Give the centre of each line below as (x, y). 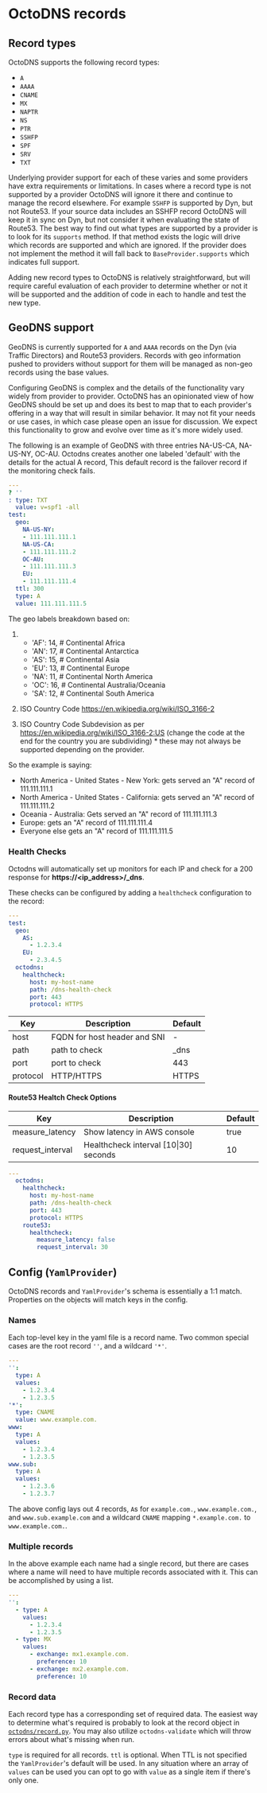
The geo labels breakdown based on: (69, 619)
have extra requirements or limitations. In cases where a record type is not (130, 186)
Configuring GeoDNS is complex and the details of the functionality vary (126, 387)
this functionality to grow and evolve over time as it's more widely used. (126, 429)
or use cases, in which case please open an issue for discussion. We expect (133, 421)
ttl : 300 (30, 589)
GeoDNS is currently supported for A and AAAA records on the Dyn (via (122, 347)
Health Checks (37, 852)
